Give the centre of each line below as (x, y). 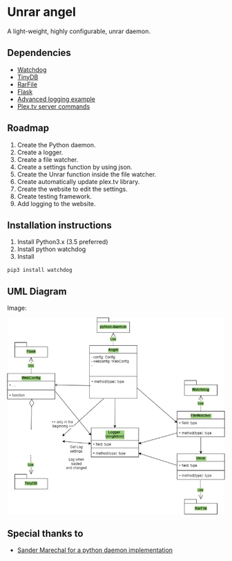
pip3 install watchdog (40, 270)
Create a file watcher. (48, 159)
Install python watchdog (51, 249)
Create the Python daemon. (56, 145)
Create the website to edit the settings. (72, 189)
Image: (17, 308)
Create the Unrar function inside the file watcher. (87, 174)
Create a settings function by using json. (75, 167)
